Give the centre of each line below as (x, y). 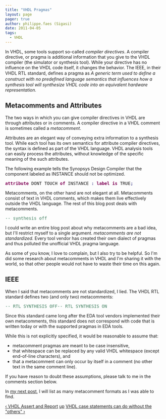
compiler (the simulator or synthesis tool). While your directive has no (76, 62)
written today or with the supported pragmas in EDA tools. (64, 326)
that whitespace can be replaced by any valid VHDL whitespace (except (86, 351)
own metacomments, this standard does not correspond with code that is (80, 321)
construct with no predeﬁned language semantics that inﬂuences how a (79, 79)
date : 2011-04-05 (23, 28)
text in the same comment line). (44, 367)
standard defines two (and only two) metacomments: (59, 297)
